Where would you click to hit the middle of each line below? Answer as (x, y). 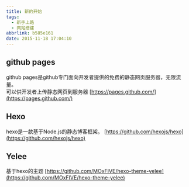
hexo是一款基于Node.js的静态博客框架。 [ (56, 131)
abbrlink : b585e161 (30, 33)
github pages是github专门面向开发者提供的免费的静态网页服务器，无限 (91, 77)
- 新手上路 (23, 22)
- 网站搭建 (23, 28)
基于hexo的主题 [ (26, 171)
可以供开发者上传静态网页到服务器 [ (49, 92)
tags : (13, 17)
